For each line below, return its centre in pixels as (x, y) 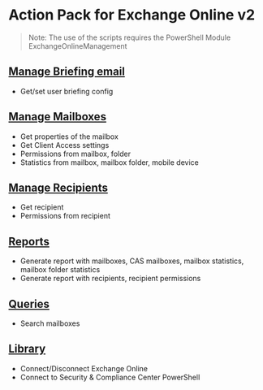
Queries (29, 303)
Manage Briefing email (67, 72)
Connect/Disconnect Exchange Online (84, 368)
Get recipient (42, 207)
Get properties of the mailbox (69, 136)
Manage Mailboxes (58, 117)
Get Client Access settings (65, 145)
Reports (29, 241)
